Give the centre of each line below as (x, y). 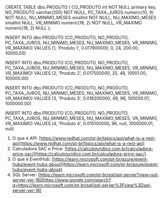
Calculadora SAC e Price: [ (39, 149)
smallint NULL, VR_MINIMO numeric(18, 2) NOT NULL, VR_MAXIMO (74, 23)
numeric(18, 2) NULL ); (28, 28)
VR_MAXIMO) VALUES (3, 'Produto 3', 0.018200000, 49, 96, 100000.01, (78, 98)
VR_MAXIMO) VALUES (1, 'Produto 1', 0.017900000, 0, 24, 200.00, (72, 48)
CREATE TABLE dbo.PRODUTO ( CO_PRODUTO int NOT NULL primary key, (81, 7)
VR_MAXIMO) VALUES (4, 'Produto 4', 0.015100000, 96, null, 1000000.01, (80, 123)
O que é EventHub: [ (33, 159)
